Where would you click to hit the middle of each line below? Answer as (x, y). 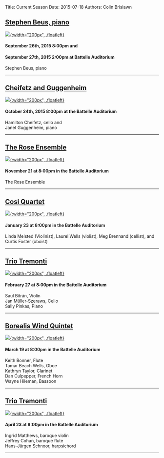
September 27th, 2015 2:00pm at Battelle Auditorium (60, 57)
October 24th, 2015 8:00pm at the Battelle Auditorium (61, 111)
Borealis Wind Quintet (39, 326)
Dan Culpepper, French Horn (34, 376)
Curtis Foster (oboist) (26, 241)
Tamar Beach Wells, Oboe (31, 365)
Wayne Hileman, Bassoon (31, 381)
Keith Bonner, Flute (24, 360)
